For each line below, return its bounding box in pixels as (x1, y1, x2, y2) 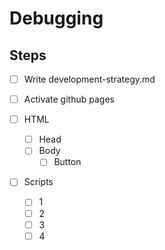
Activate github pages (23, 93, 115, 106)
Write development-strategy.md (23, 73, 156, 85)
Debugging (9, 7, 104, 30)
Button (53, 156, 82, 168)
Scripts (23, 176, 54, 188)
